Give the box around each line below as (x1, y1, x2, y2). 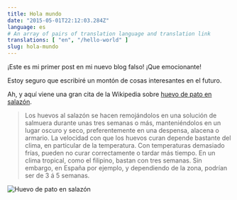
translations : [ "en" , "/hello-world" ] (7, 37, 129, 44)
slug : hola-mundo (7, 43, 59, 50)
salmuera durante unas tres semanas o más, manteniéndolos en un (24, 119, 221, 127)
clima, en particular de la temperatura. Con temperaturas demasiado (24, 141, 225, 149)
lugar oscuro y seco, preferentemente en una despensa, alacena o (24, 127, 220, 134)
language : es (7, 23, 46, 30)
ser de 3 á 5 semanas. (24, 171, 90, 180)
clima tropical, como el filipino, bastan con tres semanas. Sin (24, 156, 202, 165)
